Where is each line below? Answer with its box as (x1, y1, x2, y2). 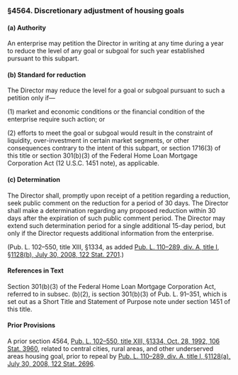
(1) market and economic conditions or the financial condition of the (7, 107, 205, 116)
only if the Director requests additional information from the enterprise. (7, 229, 215, 237)
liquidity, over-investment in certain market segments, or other (7, 136, 190, 145)
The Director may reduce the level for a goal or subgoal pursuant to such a (7, 86, 225, 94)
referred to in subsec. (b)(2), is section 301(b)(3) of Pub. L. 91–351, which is (7, 290, 227, 298)
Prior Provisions (7, 321, 55, 330)
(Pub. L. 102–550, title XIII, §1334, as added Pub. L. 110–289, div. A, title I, (7, 242, 220, 251)
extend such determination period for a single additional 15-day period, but (7, 221, 226, 229)
